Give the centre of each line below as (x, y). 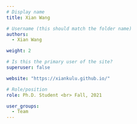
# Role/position (27, 89)
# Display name (26, 12)
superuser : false (28, 67)
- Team (20, 112)
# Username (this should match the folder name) (69, 29)
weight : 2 (19, 51)
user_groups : (23, 106)
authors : (17, 34)
